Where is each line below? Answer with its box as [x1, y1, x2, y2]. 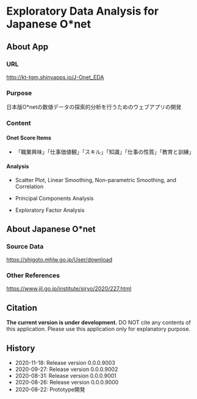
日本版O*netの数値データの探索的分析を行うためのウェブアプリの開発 [6, 104, 182, 111]
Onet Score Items [6, 134, 52, 141]
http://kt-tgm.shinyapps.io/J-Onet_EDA [6, 73, 104, 80]
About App [6, 41, 49, 52]
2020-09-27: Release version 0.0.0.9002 [15, 365, 118, 373]
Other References [6, 271, 60, 280]
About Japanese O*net [6, 224, 96, 234]
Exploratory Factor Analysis [15, 206, 85, 214]
